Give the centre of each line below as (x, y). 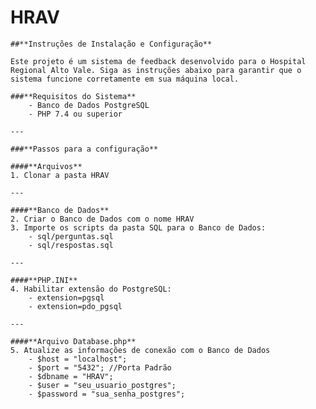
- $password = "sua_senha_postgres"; (107, 394)
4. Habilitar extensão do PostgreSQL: (91, 289)
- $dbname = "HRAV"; (71, 376)
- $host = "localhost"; (78, 359)
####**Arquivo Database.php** (73, 341)
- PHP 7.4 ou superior (75, 114)
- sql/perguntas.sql (71, 236)
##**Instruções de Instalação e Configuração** (111, 44)
